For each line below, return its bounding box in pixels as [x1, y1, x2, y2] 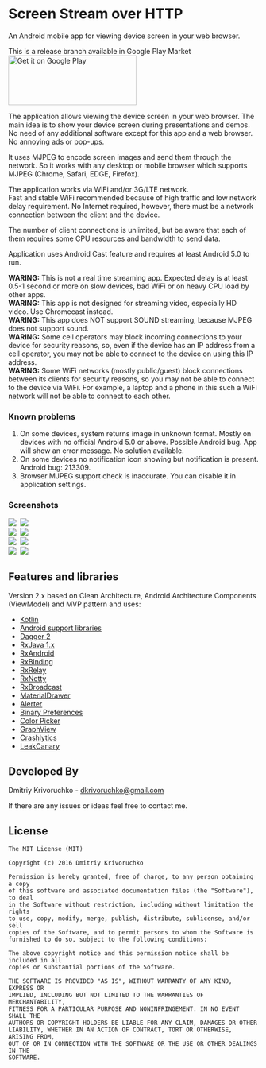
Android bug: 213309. [19, 462, 91, 473]
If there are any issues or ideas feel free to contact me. [8, 801, 188, 811]
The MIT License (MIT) [8, 845, 83, 853]
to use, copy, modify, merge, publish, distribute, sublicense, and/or [8, 915, 250, 923]
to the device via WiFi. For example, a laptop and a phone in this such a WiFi [8, 382, 258, 392]
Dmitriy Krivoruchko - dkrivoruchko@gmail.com [8, 786, 164, 795]
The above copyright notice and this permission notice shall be [8, 949, 229, 958]
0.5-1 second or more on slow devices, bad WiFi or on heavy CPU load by [8, 281, 249, 291]
